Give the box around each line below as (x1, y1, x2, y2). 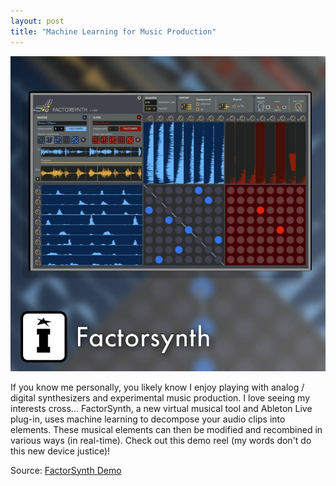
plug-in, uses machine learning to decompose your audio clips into (10, 413, 286, 425)
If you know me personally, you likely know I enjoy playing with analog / (10, 381, 305, 393)
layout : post (10, 16, 65, 26)
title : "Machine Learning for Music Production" (10, 26, 217, 37)
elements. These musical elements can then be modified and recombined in (10, 423, 323, 435)
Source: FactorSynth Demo (10, 464, 122, 476)
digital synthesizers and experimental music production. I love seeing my (10, 391, 311, 404)
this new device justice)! (10, 445, 111, 457)
